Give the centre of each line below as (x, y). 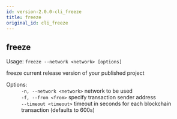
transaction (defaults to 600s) (58, 110)
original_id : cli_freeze (37, 23)
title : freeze (24, 17)
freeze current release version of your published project (76, 73)
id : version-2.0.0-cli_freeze (44, 12)
